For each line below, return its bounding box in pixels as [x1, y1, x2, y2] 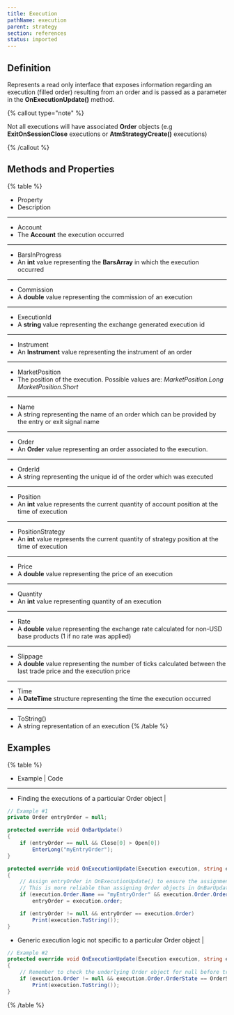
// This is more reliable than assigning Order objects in [19, 885, 195, 892]
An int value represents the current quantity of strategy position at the [17, 534, 219, 543]
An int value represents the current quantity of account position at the [17, 499, 219, 508]
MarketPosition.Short [17, 382, 79, 391]
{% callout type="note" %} [7, 109, 85, 117]
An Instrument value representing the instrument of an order [17, 347, 192, 356]
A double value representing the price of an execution [17, 569, 173, 578]
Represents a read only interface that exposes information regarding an [7, 80, 212, 89]
